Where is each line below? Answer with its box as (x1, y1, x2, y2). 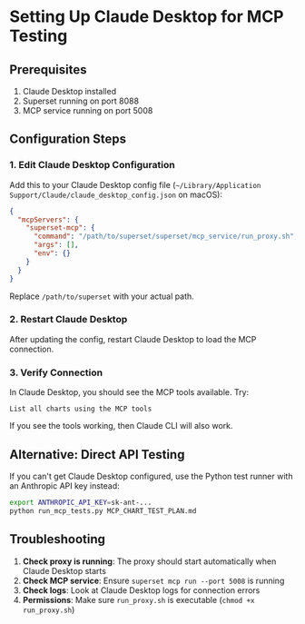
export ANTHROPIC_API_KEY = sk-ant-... (9, 498, 152, 507)
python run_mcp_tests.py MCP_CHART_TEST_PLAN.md (9, 506, 197, 515)
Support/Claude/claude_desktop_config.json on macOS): (9, 189, 223, 200)
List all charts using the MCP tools (9, 404, 152, 414)
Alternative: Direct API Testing (9, 447, 185, 462)
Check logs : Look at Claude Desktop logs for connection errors (22, 584, 261, 596)
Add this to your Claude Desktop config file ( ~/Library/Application (9, 179, 261, 190)
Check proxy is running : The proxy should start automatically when (22, 556, 277, 567)
